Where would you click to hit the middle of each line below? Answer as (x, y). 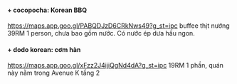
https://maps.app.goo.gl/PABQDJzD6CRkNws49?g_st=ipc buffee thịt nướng (118, 26)
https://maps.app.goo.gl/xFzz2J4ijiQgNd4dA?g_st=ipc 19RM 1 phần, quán (116, 65)
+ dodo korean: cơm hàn (44, 49)
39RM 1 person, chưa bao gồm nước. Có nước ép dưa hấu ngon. (101, 33)
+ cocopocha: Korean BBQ (47, 10)
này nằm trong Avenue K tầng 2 (54, 73)
